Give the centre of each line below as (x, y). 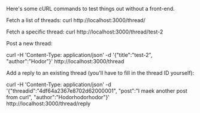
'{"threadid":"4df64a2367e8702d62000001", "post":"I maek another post (97, 91)
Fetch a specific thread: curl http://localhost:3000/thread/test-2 (85, 32)
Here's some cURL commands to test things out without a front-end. (90, 9)
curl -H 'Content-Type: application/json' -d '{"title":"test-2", (79, 55)
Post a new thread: (29, 43)
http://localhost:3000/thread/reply (49, 103)
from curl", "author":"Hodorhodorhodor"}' (58, 97)
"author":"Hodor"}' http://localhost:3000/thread (65, 61)
